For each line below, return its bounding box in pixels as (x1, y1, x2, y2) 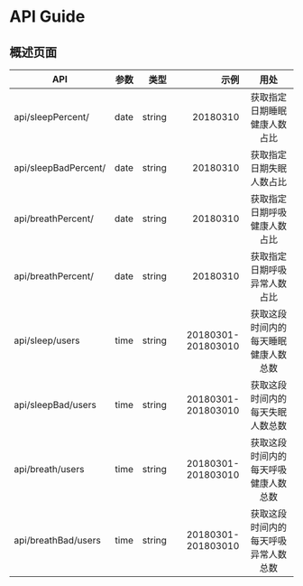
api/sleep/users (14, 334, 80, 347)
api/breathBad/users (14, 535, 101, 546)
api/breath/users (14, 463, 85, 475)
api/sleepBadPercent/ (14, 162, 106, 173)
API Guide (9, 6, 86, 27)
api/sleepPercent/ (14, 111, 90, 123)
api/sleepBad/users (14, 399, 96, 411)
